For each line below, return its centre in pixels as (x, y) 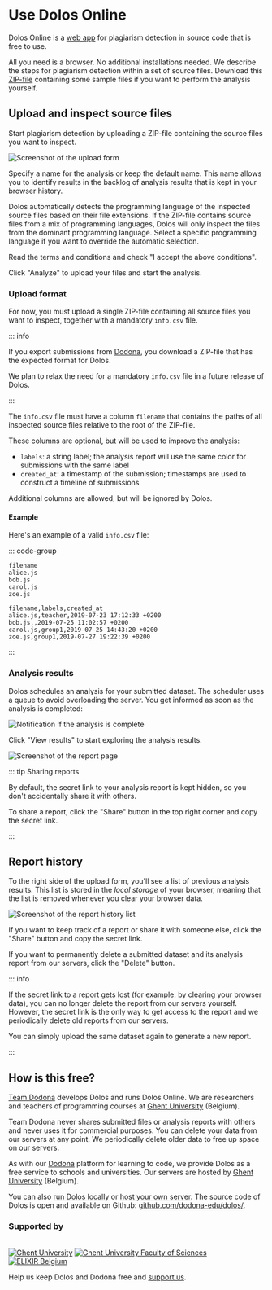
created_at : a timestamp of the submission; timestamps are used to (133, 474)
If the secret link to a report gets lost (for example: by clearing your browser (135, 994)
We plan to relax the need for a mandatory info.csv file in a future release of (136, 376)
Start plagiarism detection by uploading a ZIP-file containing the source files (136, 133)
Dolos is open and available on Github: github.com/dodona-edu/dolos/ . (127, 1205)
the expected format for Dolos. (60, 361)
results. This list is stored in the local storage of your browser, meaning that (135, 890)
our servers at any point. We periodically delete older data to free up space (134, 1139)
